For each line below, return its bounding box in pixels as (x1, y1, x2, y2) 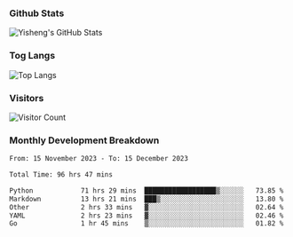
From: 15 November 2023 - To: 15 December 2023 (9, 154, 189, 163)
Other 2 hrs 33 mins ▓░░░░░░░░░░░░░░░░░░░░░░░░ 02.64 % (9, 202, 284, 211)
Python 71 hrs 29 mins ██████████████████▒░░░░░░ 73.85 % (9, 186, 284, 195)
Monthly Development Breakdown (9, 134, 160, 146)
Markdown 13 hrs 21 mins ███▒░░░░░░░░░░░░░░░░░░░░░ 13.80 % (9, 194, 284, 203)
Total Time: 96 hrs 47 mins (9, 170, 114, 179)
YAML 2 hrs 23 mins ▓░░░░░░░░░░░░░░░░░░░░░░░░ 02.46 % (9, 211, 284, 220)
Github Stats (9, 7, 65, 20)
